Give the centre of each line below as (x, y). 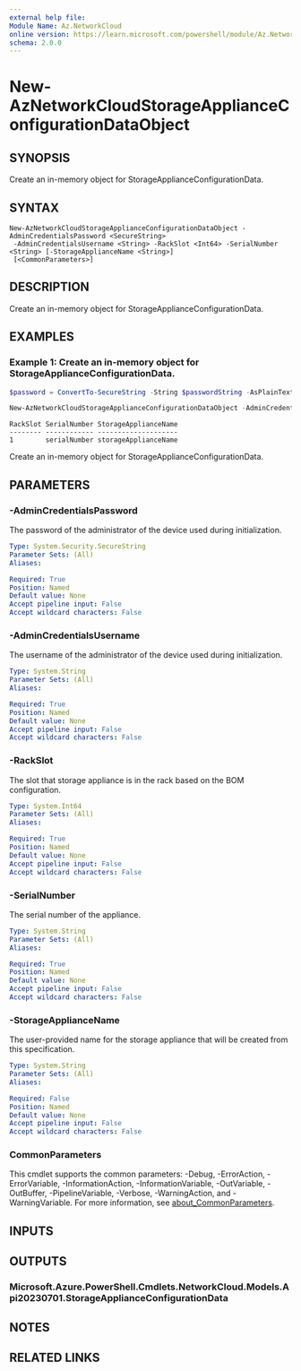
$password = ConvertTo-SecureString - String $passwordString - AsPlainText (152, 392)
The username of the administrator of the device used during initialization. (146, 655)
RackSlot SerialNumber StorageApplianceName (94, 425)
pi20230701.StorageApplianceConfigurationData (119, 1298)
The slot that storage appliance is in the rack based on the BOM (127, 780)
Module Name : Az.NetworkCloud (66, 26)
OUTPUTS (38, 1261)
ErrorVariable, (35, 1184)
